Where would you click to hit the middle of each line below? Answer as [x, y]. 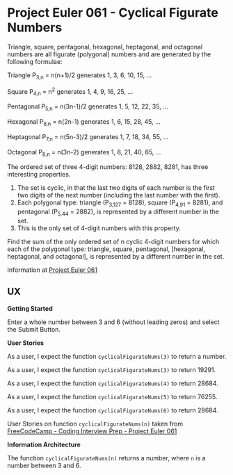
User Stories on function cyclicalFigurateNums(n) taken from [95, 424]
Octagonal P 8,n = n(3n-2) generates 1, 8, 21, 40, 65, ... [84, 153]
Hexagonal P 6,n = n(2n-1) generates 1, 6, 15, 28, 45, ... [84, 122]
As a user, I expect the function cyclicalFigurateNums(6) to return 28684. [113, 410]
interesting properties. [39, 175]
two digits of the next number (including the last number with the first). [119, 195]
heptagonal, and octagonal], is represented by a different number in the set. [116, 256]
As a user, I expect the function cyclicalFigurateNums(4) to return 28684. [113, 383]
